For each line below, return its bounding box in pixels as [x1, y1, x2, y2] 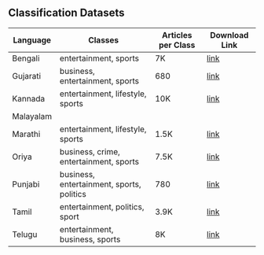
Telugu [12, 228, 38, 239]
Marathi [12, 128, 41, 139]
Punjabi [12, 179, 40, 190]
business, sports [59, 234, 121, 245]
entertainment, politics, [59, 201, 145, 212]
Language [13, 35, 52, 46]
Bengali [12, 53, 40, 64]
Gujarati [12, 70, 42, 81]
